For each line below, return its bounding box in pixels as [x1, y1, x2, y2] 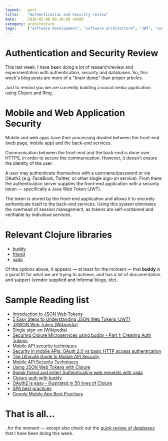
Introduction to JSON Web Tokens [12, 311, 83, 317]
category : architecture [5, 21, 55, 27]
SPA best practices [12, 385, 52, 391]
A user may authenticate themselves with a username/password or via [5, 170, 150, 176]
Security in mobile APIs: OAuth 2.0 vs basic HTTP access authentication [12, 348, 161, 354]
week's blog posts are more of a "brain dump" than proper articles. [5, 75, 143, 81]
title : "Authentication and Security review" [5, 12, 108, 17]
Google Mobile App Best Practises [12, 390, 83, 396]
